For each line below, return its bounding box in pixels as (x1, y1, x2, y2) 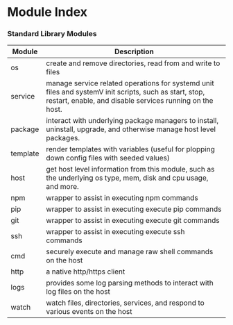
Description (114, 47, 154, 56)
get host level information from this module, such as (46, 165, 215, 174)
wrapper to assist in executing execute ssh (46, 227, 185, 237)
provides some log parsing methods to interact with (46, 278, 214, 288)
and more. (46, 182, 80, 192)
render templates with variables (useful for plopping (46, 144, 215, 154)
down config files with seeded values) (46, 153, 170, 163)
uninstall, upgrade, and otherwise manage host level (46, 124, 216, 134)
